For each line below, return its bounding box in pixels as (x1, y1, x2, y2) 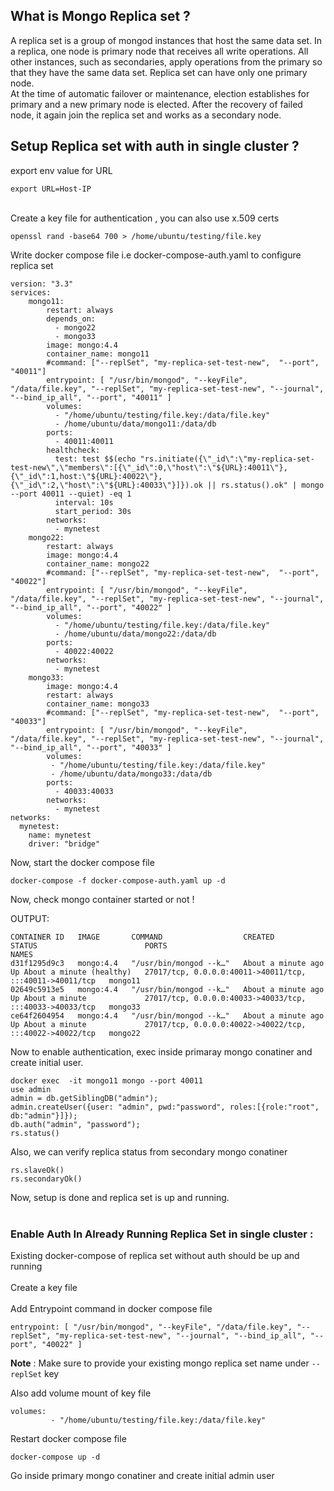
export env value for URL (10, 164, 113, 176)
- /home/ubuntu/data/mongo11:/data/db (54, 419, 217, 429)
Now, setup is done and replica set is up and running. (10, 1191, 230, 1203)
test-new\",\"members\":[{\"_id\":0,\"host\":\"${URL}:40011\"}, (10, 462, 288, 473)
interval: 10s (54, 497, 114, 508)
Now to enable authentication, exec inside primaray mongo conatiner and (10, 1045, 313, 1058)
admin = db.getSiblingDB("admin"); (10, 1093, 159, 1103)
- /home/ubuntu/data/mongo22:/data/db (54, 629, 217, 639)
